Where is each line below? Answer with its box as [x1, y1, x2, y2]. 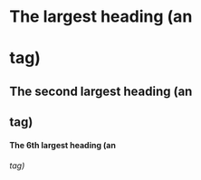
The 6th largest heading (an [9, 139, 116, 150]
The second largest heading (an [9, 83, 193, 99]
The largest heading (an [9, 6, 193, 27]
